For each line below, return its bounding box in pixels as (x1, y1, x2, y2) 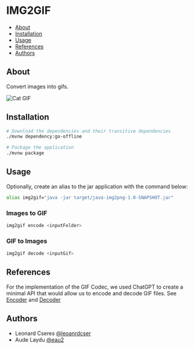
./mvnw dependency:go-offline (6, 133, 83, 139)
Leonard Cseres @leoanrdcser (14, 330, 92, 337)
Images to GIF (6, 209, 48, 217)
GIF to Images (6, 237, 48, 245)
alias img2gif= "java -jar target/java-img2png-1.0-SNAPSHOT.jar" (6, 194, 174, 200)
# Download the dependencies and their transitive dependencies (6, 128, 171, 134)
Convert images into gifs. (6, 83, 69, 90)
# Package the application (6, 144, 74, 151)
